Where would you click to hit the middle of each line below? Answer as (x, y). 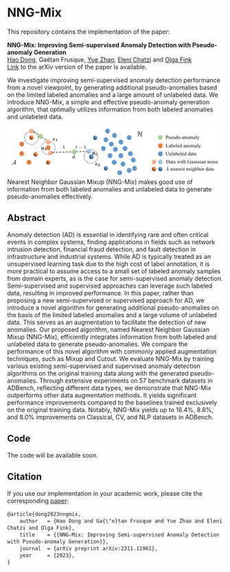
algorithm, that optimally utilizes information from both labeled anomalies (110, 109)
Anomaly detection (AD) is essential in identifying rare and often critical (108, 234)
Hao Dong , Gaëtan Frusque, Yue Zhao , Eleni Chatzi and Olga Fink (100, 59)
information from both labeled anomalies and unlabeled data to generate (110, 190)
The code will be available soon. (53, 455)
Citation (25, 477)
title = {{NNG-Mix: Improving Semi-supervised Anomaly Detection (119, 535)
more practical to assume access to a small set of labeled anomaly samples (114, 271)
